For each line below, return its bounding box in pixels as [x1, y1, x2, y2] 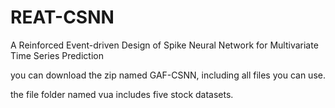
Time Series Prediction [10, 49, 104, 61]
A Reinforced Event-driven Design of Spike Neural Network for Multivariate [10, 39, 319, 51]
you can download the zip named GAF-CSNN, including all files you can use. [10, 69, 326, 81]
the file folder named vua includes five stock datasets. [10, 88, 234, 100]
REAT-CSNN [10, 6, 115, 29]
